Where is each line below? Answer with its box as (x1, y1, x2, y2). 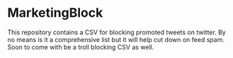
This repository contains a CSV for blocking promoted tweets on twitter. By (7, 28, 227, 36)
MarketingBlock (7, 5, 103, 21)
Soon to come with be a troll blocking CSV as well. (7, 43, 154, 51)
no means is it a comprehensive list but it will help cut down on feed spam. (7, 35, 225, 43)
